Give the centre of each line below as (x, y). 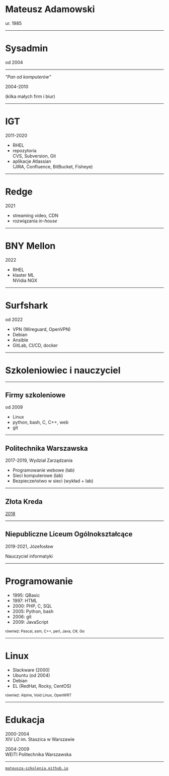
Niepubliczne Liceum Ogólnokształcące (69, 534)
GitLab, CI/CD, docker (35, 345)
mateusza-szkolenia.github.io (37, 768)
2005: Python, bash (33, 611)
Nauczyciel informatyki (29, 556)
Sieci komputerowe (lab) (38, 475)
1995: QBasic (26, 595)
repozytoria (24, 150)
